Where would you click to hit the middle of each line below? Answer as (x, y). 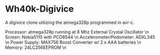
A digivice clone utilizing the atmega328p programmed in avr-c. (70, 22)
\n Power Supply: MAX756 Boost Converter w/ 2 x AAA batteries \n (73, 42)
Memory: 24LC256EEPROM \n (36, 47)
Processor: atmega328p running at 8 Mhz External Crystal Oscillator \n (77, 32)
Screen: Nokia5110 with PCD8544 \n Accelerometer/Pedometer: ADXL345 (80, 37)
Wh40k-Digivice (39, 9)
